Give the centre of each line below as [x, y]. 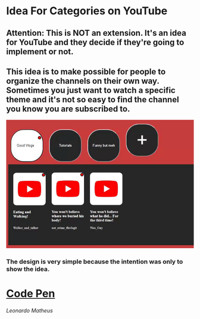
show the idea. [28, 269]
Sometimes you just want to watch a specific [91, 90]
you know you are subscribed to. [68, 109]
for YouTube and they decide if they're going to [95, 42]
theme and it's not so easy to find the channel [93, 99]
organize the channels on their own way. [83, 81]
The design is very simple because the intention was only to [95, 261]
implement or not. [40, 51]
